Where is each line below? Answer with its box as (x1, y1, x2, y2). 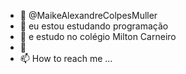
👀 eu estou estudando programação (19, 20, 169, 32)
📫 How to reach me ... (19, 53, 113, 64)
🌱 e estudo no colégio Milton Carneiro (19, 31, 177, 42)
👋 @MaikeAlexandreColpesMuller (19, 10, 158, 21)
